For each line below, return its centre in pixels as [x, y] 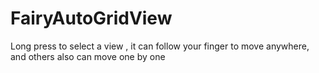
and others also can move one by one [88, 56]
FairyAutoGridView [91, 18]
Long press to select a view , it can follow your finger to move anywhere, [160, 46]
